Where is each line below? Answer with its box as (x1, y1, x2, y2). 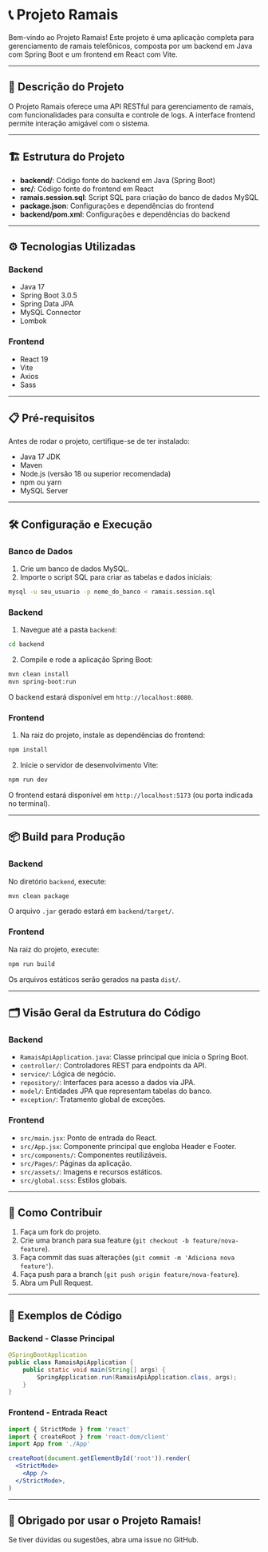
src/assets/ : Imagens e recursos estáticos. (19, 1167, 163, 1176)
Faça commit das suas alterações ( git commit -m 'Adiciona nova (19, 1253, 235, 1263)
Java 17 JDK (19, 452, 61, 461)
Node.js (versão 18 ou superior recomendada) (19, 469, 171, 479)
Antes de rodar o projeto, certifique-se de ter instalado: (8, 437, 190, 446)
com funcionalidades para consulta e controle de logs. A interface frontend (8, 110, 255, 119)
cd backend (8, 640, 45, 648)
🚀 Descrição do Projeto (8, 80, 124, 94)
